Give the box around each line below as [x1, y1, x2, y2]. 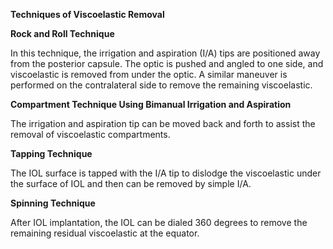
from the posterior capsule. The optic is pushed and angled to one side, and [10, 58, 324, 69]
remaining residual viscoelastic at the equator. [10, 227, 200, 239]
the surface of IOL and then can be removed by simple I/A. [10, 178, 252, 189]
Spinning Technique [10, 197, 96, 209]
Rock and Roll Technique [10, 28, 115, 39]
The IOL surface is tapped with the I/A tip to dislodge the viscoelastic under [10, 167, 322, 179]
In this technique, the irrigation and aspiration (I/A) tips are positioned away [10, 47, 321, 59]
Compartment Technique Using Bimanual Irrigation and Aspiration [10, 99, 292, 110]
